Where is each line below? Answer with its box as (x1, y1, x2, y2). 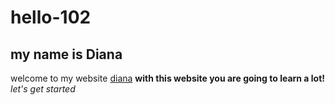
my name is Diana (10, 46, 123, 63)
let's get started (10, 83, 76, 95)
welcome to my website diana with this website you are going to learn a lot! (10, 72, 326, 84)
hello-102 (10, 6, 92, 29)
